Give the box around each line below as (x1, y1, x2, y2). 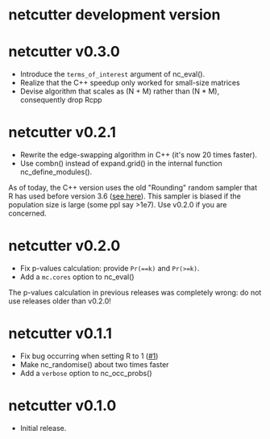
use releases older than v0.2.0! (8, 296, 111, 306)
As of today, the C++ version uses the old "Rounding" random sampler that (8, 183, 258, 193)
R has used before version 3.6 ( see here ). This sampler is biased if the (8, 191, 242, 201)
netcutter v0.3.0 (8, 43, 121, 61)
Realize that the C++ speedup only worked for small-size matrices (19, 78, 240, 88)
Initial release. (19, 423, 67, 433)
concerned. (8, 208, 47, 219)
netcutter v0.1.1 (8, 324, 113, 343)
